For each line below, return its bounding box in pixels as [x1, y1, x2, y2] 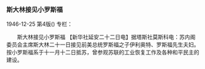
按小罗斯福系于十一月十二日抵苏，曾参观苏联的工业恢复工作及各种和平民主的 [6, 49, 199, 56]
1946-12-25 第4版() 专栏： [6, 20, 73, 28]
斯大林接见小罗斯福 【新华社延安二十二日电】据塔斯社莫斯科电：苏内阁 [17, 34, 196, 41]
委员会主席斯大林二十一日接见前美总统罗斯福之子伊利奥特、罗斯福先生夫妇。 [6, 41, 199, 48]
